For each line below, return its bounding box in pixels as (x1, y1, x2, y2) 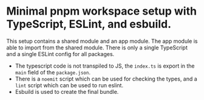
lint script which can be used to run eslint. (15, 81, 123, 89)
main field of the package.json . (15, 68, 91, 76)
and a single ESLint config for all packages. (6, 50, 115, 57)
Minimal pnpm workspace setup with (6, 4, 197, 18)
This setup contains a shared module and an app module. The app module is (6, 37, 198, 45)
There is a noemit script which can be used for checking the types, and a (15, 75, 197, 82)
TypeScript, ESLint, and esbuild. (6, 17, 172, 31)
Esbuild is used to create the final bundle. (15, 88, 119, 95)
